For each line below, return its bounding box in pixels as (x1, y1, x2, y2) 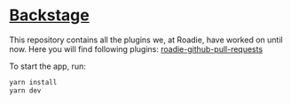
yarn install (9, 78, 58, 86)
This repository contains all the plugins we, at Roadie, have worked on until (9, 34, 283, 45)
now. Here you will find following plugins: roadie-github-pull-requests (9, 43, 263, 54)
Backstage (9, 5, 90, 26)
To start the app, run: (9, 61, 86, 71)
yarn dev (9, 85, 42, 95)
